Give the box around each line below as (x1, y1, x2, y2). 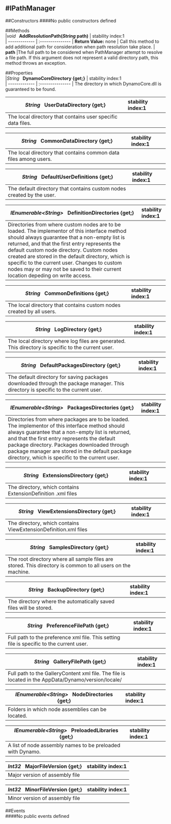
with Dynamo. (8, 748, 41, 755)
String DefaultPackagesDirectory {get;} (20, 362, 121, 369)
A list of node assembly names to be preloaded (8, 741, 121, 749)
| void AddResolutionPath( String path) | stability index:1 (5, 33, 125, 39)
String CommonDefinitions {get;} (25, 290, 109, 297)
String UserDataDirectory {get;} (25, 101, 106, 108)
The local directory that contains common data (8, 149, 120, 156)
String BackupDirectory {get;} (28, 586, 104, 593)
